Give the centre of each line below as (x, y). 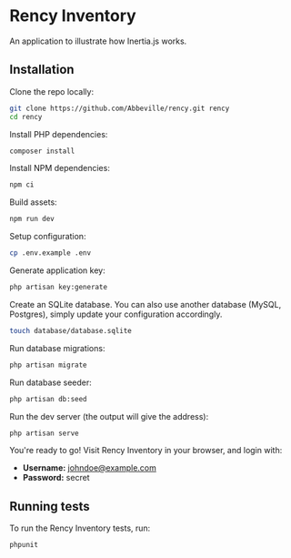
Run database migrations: (57, 348)
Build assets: (33, 202)
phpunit (24, 545)
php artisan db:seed (49, 399)
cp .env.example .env (50, 253)
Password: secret (56, 478)
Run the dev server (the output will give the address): (109, 416)
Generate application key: (58, 270)
